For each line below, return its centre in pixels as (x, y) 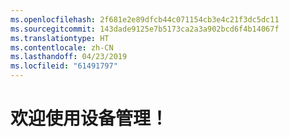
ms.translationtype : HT (60, 38)
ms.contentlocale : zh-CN (62, 47)
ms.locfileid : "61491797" (64, 66)
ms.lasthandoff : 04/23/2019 (69, 57)
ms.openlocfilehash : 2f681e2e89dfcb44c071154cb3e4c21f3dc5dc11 (145, 19)
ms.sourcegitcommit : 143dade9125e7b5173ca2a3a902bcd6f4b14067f (145, 29)
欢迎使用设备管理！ (89, 118)
